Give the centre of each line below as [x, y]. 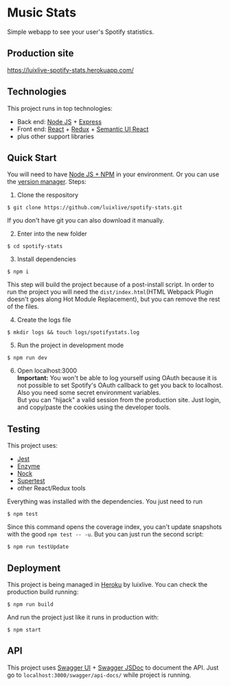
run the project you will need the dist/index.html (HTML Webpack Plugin [110, 292]
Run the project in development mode [70, 345]
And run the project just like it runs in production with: [83, 617]
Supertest [31, 481]
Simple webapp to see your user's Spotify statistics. [81, 32]
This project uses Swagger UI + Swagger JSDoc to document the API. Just [113, 667]
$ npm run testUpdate [38, 547]
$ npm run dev [27, 358]
